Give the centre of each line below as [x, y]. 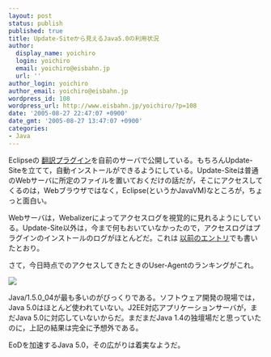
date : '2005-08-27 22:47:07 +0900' [68, 114]
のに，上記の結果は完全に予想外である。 [76, 327]
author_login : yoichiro [49, 83]
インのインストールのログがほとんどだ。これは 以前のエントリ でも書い [140, 237]
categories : [28, 128]
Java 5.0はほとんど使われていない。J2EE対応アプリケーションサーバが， [129, 307]
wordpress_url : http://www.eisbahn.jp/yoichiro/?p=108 [103, 106]
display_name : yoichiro [55, 53]
